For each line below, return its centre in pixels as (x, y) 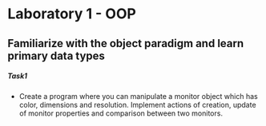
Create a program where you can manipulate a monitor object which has (138, 96)
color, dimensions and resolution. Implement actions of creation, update (138, 104)
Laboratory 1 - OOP (72, 14)
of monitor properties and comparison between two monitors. (121, 113)
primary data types (56, 55)
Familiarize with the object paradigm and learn (126, 43)
